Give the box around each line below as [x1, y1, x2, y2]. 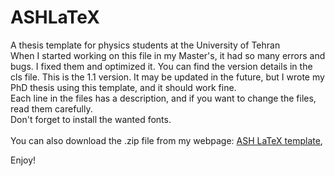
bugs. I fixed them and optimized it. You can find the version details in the [10, 60, 313, 72]
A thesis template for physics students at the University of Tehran [10, 39, 281, 51]
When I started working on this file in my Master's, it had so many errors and [10, 49, 326, 61]
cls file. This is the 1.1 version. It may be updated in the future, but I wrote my [10, 71, 325, 83]
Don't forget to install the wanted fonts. [10, 113, 172, 125]
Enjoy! [10, 154, 37, 166]
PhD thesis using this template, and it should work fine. [10, 81, 237, 93]
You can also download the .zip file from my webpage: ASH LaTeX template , [10, 134, 323, 146]
